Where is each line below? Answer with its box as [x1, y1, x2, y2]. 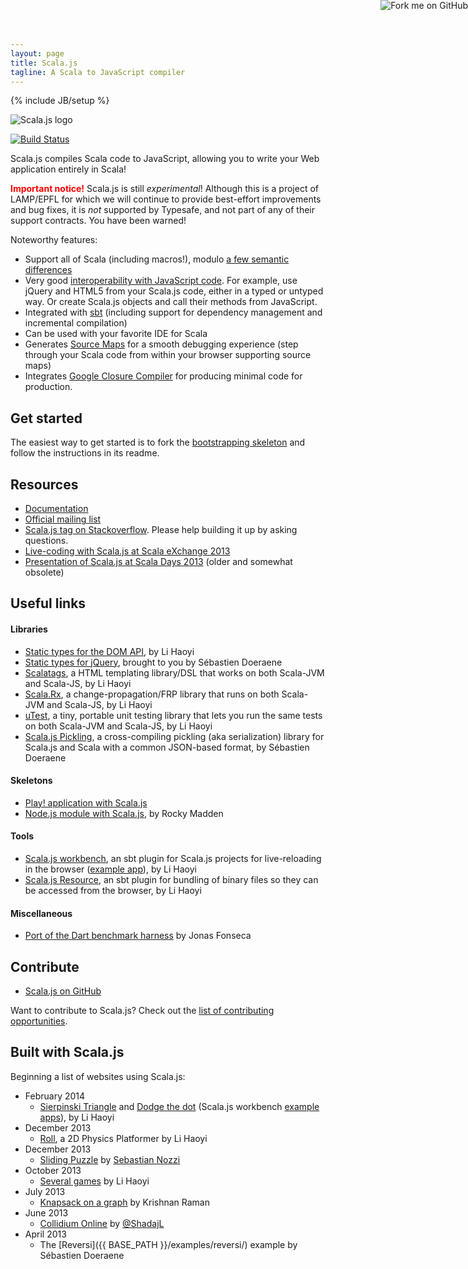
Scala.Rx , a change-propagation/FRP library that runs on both [24, 688, 280, 700]
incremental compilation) [24, 317, 128, 329]
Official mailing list [24, 513, 102, 525]
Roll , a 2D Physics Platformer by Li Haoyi [39, 1132, 208, 1144]
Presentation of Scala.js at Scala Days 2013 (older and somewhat [24, 556, 293, 567]
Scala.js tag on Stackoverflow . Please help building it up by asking [24, 524, 298, 535]
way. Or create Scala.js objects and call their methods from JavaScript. [24, 296, 318, 308]
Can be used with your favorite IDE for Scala [24, 328, 208, 340]
